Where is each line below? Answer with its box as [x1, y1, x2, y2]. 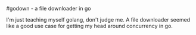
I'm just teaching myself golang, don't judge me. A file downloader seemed [6, 16, 191, 23]
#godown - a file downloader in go [6, 5, 91, 12]
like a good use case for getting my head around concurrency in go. [6, 23, 173, 29]
